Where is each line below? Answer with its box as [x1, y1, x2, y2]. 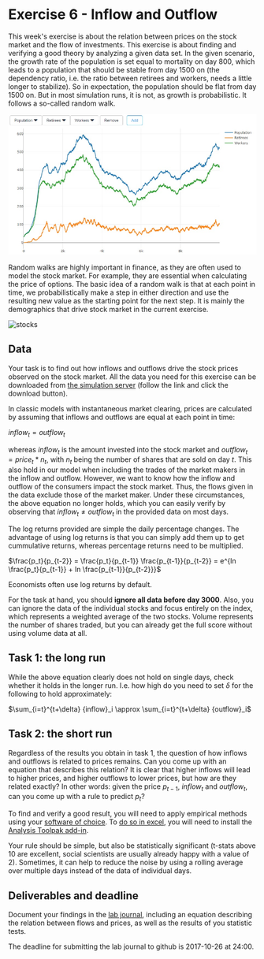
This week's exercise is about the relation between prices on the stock [8, 32, 237, 41]
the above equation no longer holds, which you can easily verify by [8, 499, 226, 508]
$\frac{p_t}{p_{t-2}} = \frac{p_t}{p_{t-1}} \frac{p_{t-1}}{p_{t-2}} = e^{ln [8, 556, 236, 566]
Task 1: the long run [8, 652, 106, 665]
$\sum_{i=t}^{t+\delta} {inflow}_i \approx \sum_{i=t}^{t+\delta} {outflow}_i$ [8, 704, 252, 714]
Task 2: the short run [8, 727, 113, 741]
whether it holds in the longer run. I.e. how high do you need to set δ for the [8, 680, 254, 690]
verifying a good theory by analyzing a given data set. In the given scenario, [8, 48, 255, 58]
